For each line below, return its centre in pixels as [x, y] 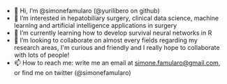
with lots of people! [42, 55]
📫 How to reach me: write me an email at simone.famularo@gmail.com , [117, 63]
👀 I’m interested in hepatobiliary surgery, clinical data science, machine [116, 18]
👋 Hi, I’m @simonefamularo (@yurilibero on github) [87, 11]
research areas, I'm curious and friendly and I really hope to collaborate [117, 48]
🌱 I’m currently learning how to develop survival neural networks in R [113, 33]
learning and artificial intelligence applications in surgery [95, 25]
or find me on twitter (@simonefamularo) [72, 73]
